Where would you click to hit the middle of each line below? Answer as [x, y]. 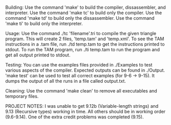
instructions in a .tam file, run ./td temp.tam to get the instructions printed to [85, 44]
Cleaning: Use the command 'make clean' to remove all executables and [81, 91]
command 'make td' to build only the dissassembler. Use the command [80, 18]
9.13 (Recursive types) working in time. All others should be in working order [86, 112]
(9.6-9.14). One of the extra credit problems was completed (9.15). [75, 117]
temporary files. [22, 96]
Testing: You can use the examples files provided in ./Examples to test [79, 65]
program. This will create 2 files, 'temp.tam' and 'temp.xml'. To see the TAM [85, 39]
